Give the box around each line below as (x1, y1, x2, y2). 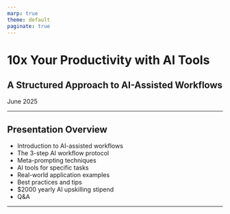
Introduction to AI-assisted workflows (16, 142, 123, 150)
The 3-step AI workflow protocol (16, 149, 110, 157)
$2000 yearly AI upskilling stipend (16, 185, 114, 193)
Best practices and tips (16, 178, 82, 187)
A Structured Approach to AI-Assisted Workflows (7, 79, 223, 91)
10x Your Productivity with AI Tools (7, 52, 210, 68)
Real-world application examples (16, 171, 110, 179)
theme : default (7, 16, 51, 23)
